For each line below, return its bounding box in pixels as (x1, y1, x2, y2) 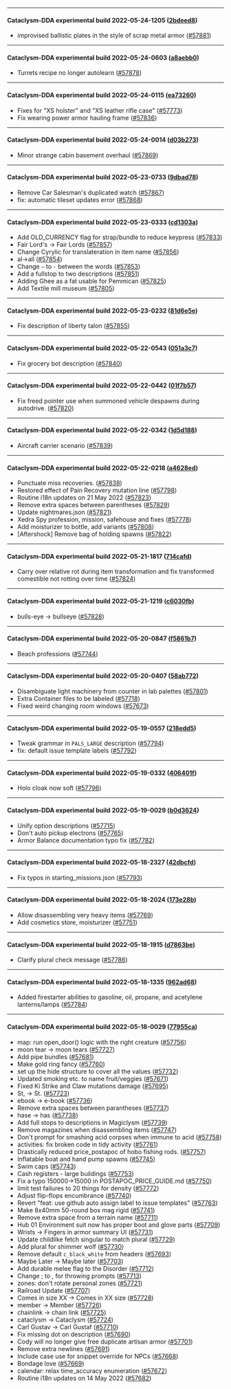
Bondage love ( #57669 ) (16, 1359, 85, 1368)
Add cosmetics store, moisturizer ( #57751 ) (16, 918, 137, 926)
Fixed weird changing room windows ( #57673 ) (16, 702, 149, 710)
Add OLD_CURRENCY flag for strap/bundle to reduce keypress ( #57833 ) (16, 233, 223, 241)
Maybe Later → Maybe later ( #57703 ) (16, 1257, 124, 1265)
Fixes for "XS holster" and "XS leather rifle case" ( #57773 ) (16, 106, 183, 114)
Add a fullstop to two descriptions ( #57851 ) (16, 269, 140, 278)
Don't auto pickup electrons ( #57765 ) (16, 829, 124, 837)
